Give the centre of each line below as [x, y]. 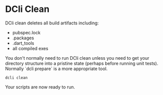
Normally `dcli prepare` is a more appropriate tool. [57, 69]
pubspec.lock [26, 32]
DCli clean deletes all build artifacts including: [52, 23]
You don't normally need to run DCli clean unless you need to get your [77, 58]
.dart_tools [23, 43]
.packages [23, 38]
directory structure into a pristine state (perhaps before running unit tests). [82, 63]
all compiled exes [30, 48]
